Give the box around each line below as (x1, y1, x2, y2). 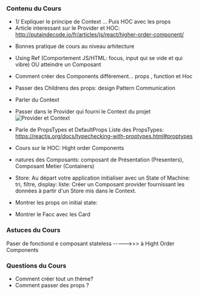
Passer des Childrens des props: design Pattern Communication (15, 84, 176, 92)
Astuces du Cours (6, 226, 61, 234)
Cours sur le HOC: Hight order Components (15, 144, 124, 152)
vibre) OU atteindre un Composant (15, 61, 101, 68)
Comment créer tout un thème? (15, 275, 94, 282)
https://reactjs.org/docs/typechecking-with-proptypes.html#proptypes (15, 132, 193, 140)
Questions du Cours (6, 261, 67, 270)
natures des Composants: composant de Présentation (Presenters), (15, 156, 184, 163)
